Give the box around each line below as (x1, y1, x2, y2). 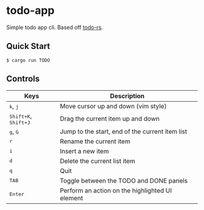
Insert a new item (59, 146, 109, 155)
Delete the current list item (59, 157, 135, 165)
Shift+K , (9, 111, 32, 120)
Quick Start (6, 41, 50, 51)
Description (110, 91, 144, 100)
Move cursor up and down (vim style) (59, 102, 167, 110)
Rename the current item (59, 137, 131, 145)
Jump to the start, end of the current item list (59, 127, 187, 136)
